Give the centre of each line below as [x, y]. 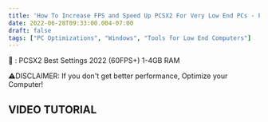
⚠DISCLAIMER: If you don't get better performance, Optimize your [118, 76]
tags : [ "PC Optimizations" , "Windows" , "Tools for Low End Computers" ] [130, 38]
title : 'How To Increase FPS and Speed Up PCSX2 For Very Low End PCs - [132, 16]
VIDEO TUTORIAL [53, 110]
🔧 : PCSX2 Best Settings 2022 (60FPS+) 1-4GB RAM [94, 61]
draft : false [30, 30]
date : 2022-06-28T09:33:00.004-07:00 [71, 23]
